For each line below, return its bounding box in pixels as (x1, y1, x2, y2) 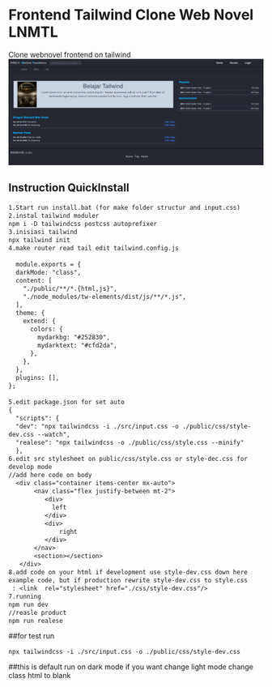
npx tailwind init (8, 236, 70, 244)
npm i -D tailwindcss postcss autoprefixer (8, 220, 158, 228)
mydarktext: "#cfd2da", (37, 341, 117, 349)
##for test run (8, 630, 55, 641)
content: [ (15, 276, 53, 284)
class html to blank (8, 670, 71, 680)
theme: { (15, 309, 45, 317)
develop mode (8, 463, 53, 471)
